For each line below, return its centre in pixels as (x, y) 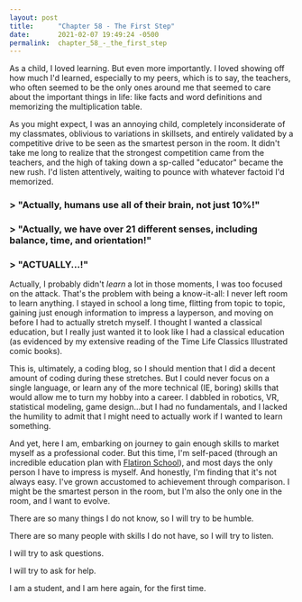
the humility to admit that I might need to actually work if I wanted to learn (146, 416)
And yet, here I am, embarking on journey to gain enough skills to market (144, 443)
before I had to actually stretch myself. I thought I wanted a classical (136, 323)
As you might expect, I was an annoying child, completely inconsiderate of (147, 124)
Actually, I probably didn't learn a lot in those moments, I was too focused (146, 284)
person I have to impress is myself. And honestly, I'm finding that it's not (143, 472)
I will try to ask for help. (53, 571)
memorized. (32, 182)
